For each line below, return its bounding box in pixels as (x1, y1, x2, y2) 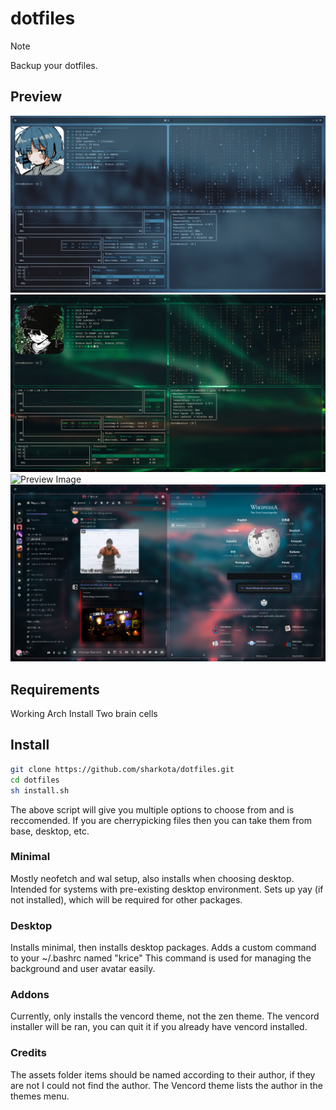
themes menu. (10, 1090, 70, 1102)
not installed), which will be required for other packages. (10, 893, 243, 906)
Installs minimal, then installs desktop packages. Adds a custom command (10, 942, 317, 954)
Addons (10, 988, 50, 1002)
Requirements (10, 681, 100, 698)
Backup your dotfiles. (10, 59, 98, 71)
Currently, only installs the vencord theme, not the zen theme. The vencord (10, 1010, 320, 1022)
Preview (10, 88, 63, 106)
